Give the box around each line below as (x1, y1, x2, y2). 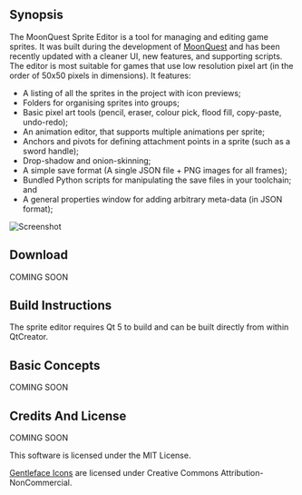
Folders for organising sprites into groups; (22, 97, 180, 108)
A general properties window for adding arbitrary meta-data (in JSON (22, 193, 283, 204)
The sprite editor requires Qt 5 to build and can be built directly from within (9, 322, 289, 332)
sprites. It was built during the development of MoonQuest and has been (9, 41, 280, 52)
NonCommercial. (9, 477, 73, 489)
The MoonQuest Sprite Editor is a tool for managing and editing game (9, 31, 269, 42)
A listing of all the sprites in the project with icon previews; (22, 87, 242, 98)
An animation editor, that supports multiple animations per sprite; (22, 126, 266, 137)
